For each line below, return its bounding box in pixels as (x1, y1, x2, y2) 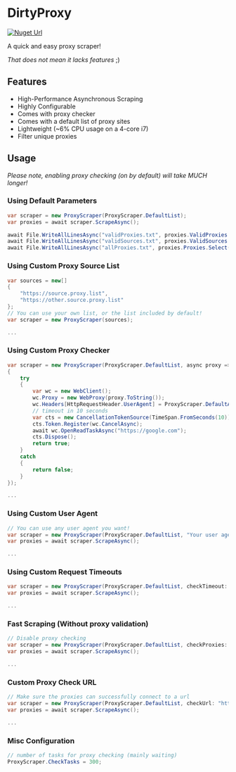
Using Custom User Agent (7, 509, 98, 519)
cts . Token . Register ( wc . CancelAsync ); (32, 420, 143, 427)
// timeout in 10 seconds (32, 407, 109, 415)
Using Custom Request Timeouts (7, 567, 122, 577)
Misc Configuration (7, 735, 75, 745)
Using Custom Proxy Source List (7, 261, 120, 271)
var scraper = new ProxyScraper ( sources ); (7, 316, 133, 323)
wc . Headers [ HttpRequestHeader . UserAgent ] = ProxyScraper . (32, 401, 206, 408)
